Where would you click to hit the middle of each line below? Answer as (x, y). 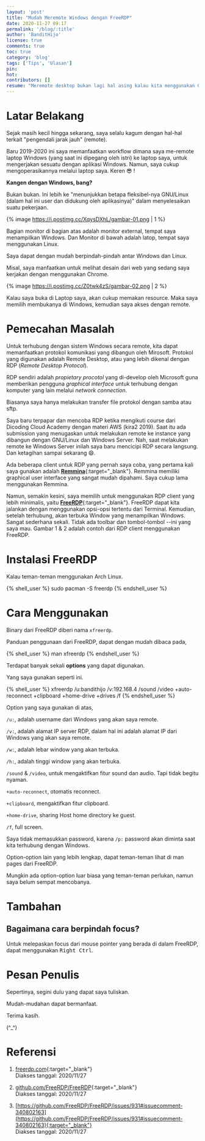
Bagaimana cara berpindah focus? (73, 929)
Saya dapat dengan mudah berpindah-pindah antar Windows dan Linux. (97, 256)
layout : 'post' (26, 12)
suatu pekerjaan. (27, 207)
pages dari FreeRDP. (32, 863)
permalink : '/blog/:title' (41, 29)
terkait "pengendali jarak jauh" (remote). (57, 139)
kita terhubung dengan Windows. (48, 845)
